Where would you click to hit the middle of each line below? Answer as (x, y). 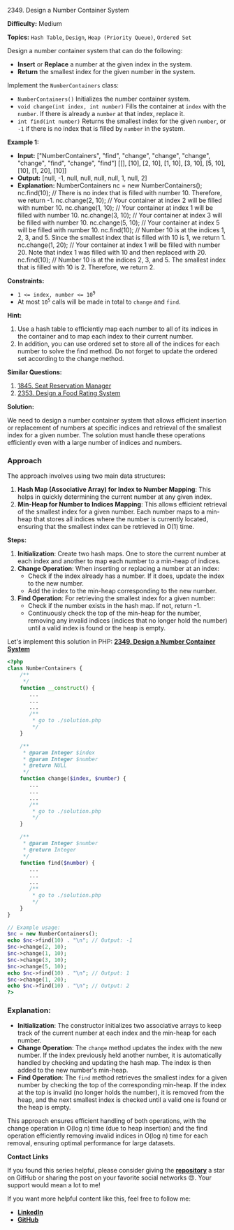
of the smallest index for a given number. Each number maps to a (111, 512)
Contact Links (28, 1157)
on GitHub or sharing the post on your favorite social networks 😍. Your (109, 1178)
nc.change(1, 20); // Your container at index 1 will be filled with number (119, 245)
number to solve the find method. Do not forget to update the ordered (117, 351)
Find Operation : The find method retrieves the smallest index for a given (122, 1077)
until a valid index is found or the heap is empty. (97, 628)
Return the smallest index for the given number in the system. (106, 72)
